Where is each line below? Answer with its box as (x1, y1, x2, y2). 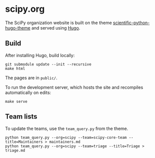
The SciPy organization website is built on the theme (5, 20, 112, 26)
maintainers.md (49, 139, 80, 144)
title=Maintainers (5, 139, 43, 144)
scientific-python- (113, 20, 150, 26)
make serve (5, 99, 28, 104)
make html (5, 66, 26, 71)
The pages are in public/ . (5, 75, 58, 81)
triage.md (5, 148, 26, 153)
